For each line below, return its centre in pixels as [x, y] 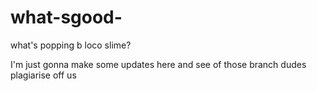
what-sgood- [66, 17]
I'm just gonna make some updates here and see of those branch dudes [158, 64]
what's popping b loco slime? [71, 45]
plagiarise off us [43, 75]
